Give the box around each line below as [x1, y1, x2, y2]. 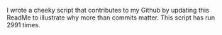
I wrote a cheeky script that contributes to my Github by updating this [6, 6, 210, 14]
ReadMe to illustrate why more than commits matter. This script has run [6, 13, 216, 22]
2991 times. [6, 21, 40, 29]
